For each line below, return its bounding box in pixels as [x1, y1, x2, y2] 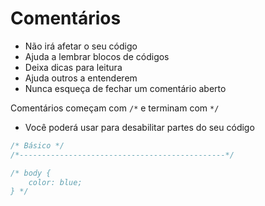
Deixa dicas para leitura [24, 61, 123, 73]
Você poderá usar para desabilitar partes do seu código [24, 121, 255, 133]
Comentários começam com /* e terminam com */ [10, 102, 220, 114]
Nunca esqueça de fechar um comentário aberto [24, 82, 227, 94]
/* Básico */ [10, 140, 65, 151]
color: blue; [28, 177, 83, 187]
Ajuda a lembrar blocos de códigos [24, 50, 170, 62]
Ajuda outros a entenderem [24, 72, 138, 84]
